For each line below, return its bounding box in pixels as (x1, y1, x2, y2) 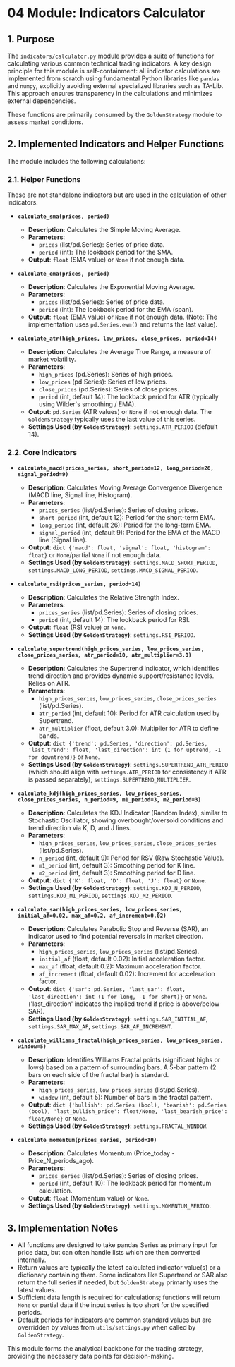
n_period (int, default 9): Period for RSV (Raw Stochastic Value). (38, 853, 224, 862)
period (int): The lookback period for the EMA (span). (38, 305, 194, 314)
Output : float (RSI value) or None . (28, 623, 126, 632)
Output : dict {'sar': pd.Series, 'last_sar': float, (28, 985, 186, 993)
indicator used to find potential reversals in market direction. (28, 932, 203, 941)
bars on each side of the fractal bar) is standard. (28, 1071, 169, 1079)
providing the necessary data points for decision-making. (7, 1352, 174, 1361)
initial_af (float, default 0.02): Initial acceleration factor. (38, 954, 206, 964)
